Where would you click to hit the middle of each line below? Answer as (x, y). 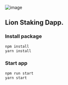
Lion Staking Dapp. (34, 22)
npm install (17, 46)
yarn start (16, 78)
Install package (24, 36)
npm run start (19, 73)
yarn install (18, 51)
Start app (16, 63)
